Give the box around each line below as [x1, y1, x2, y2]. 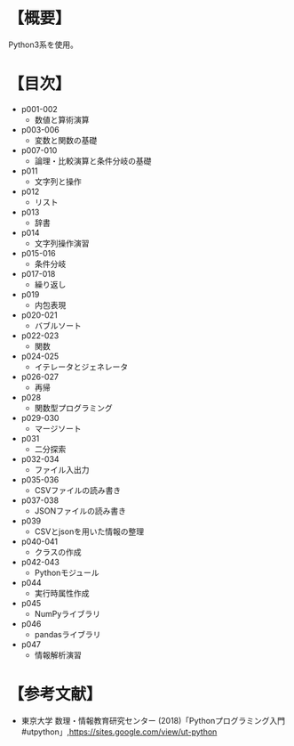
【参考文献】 [8, 685, 103, 704]
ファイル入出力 [34, 464, 90, 474]
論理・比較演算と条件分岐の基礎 [34, 155, 152, 166]
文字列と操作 [34, 175, 82, 187]
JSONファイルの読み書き [34, 505, 126, 516]
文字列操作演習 [34, 238, 90, 248]
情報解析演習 [34, 649, 82, 660]
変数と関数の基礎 [34, 134, 98, 145]
